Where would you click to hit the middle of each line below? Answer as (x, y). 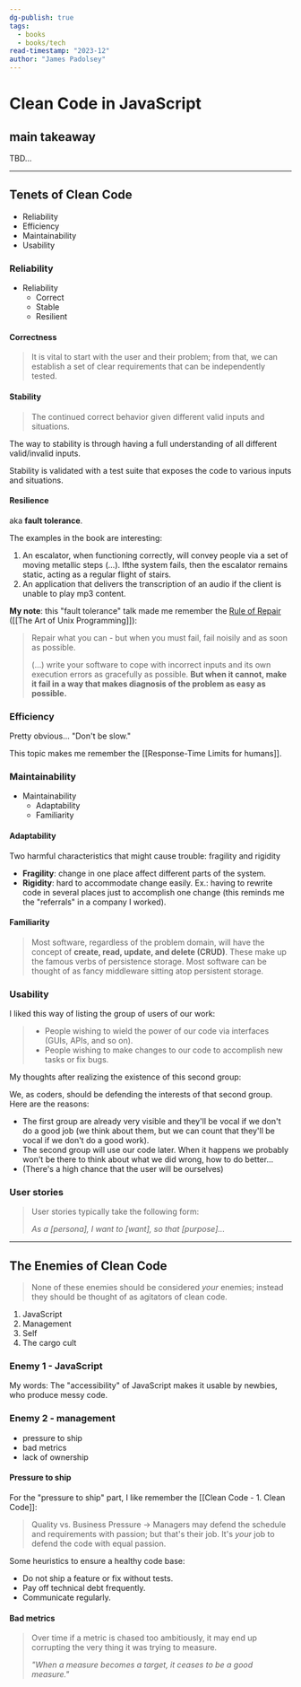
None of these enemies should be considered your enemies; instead (157, 1288)
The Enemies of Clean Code (88, 1266)
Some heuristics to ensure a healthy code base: (97, 1560)
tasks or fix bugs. (77, 1060)
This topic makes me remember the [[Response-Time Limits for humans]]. (146, 754)
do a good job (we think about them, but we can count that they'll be (148, 1131)
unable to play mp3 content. (74, 593)
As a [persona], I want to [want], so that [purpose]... (128, 1229)
